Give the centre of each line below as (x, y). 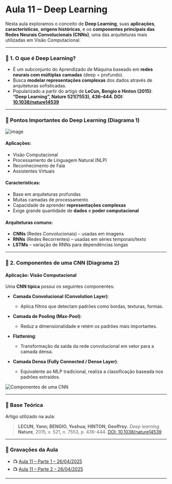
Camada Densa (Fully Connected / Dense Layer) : (66, 362)
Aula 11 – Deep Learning (56, 10)
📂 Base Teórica (24, 405)
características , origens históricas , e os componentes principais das (80, 29)
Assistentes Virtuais (34, 171)
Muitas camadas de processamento (50, 199)
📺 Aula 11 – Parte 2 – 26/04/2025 (48, 469)
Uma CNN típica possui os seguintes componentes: (60, 287)
